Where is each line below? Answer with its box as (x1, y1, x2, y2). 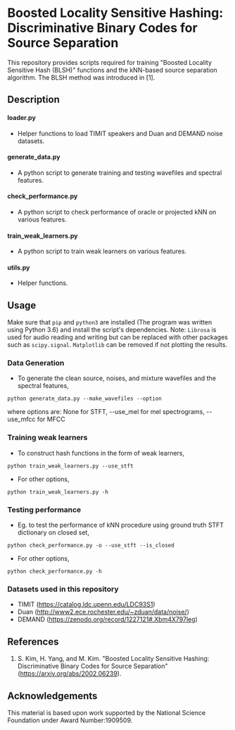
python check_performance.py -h (7, 568, 102, 576)
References (7, 635, 59, 647)
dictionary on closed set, (17, 528, 90, 537)
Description (7, 94, 60, 106)
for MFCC (37, 415, 65, 424)
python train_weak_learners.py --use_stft (7, 462, 134, 470)
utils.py (7, 263, 30, 272)
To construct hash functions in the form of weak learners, (17, 449, 185, 457)
